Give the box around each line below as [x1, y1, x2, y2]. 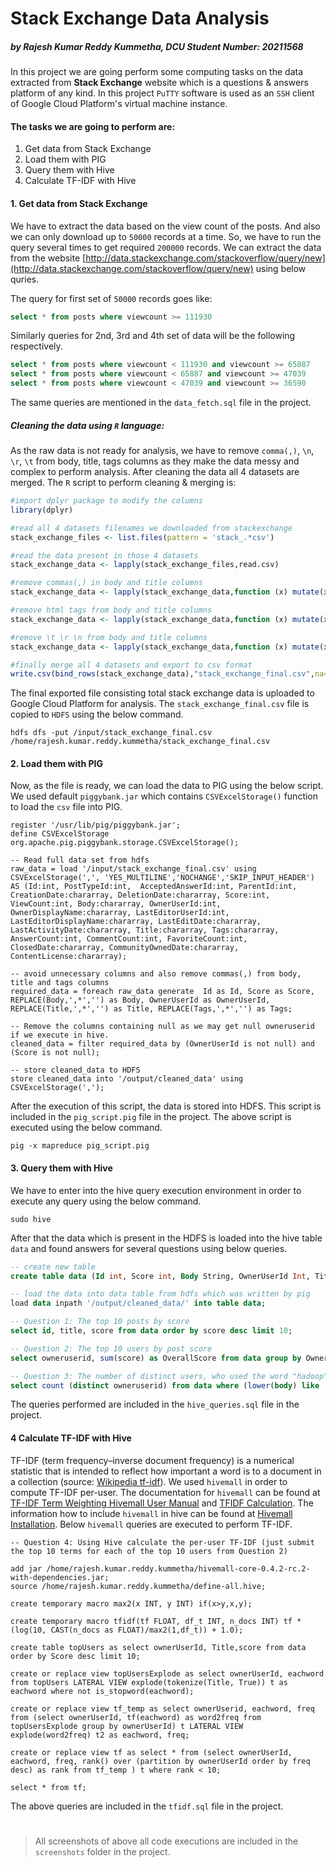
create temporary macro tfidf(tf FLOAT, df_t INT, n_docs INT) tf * [10, 1616, 302, 1626]
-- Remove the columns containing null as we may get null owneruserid [10, 1022, 315, 1032]
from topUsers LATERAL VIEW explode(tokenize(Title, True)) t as [10, 1677, 288, 1687]
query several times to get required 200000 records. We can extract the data [10, 241, 322, 253]
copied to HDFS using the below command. [10, 708, 184, 721]
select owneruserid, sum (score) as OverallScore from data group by [10, 1353, 302, 1363]
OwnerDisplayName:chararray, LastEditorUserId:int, [10, 908, 230, 918]
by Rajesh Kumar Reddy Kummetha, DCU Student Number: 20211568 [10, 40, 304, 52]
